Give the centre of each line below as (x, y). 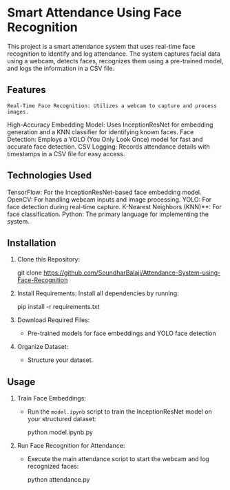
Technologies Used (49, 176)
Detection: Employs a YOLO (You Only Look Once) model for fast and (105, 139)
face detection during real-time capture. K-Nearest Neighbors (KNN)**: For (115, 206)
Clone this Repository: (49, 259)
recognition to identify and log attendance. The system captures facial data (114, 54)
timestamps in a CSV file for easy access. (66, 153)
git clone (30, 273)
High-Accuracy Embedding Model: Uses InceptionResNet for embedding (110, 125)
